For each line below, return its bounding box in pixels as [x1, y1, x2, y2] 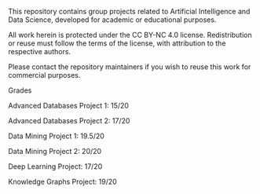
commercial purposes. [8, 71, 81, 79]
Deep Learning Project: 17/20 [8, 162, 103, 171]
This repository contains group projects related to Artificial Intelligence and [8, 7, 251, 16]
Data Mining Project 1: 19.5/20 [8, 131, 104, 141]
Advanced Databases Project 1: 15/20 [8, 101, 130, 110]
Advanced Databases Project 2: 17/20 [8, 116, 130, 125]
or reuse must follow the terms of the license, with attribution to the [8, 38, 226, 48]
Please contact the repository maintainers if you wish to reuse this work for [8, 62, 251, 71]
